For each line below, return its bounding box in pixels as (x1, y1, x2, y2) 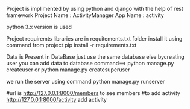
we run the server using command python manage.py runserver (6, 78, 165, 85)
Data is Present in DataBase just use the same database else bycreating (6, 53, 185, 60)
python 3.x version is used (6, 24, 72, 30)
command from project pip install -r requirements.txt (6, 42, 137, 48)
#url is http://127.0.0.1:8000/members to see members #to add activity (6, 90, 181, 96)
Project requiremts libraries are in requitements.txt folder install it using (6, 35, 183, 42)
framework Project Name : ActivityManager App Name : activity (6, 12, 164, 19)
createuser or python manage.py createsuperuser (6, 66, 130, 73)
